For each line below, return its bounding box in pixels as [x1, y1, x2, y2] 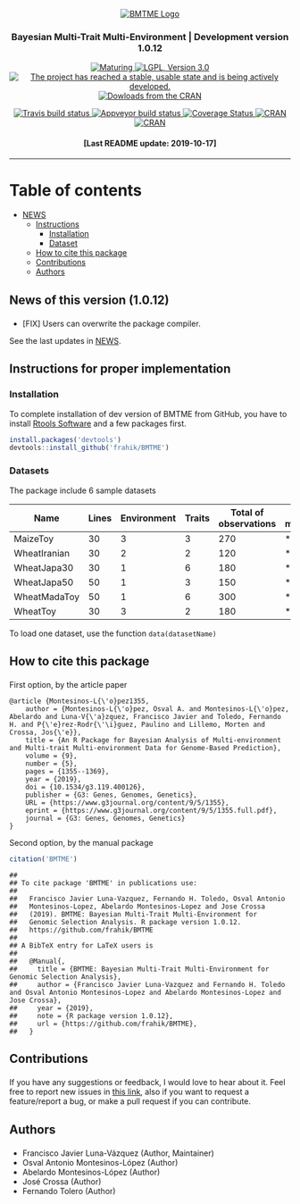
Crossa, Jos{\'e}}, [9, 728, 82, 737]
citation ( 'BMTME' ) [9, 854, 78, 864]
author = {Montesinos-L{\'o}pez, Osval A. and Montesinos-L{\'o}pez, [25, 704, 290, 714]
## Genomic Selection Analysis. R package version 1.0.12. [9, 917, 242, 926]
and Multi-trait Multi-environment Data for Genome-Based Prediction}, [9, 743, 281, 752]
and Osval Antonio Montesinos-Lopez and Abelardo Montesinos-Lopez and [9, 988, 281, 997]
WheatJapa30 [13, 561, 74, 573]
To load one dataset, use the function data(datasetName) [9, 628, 217, 639]
